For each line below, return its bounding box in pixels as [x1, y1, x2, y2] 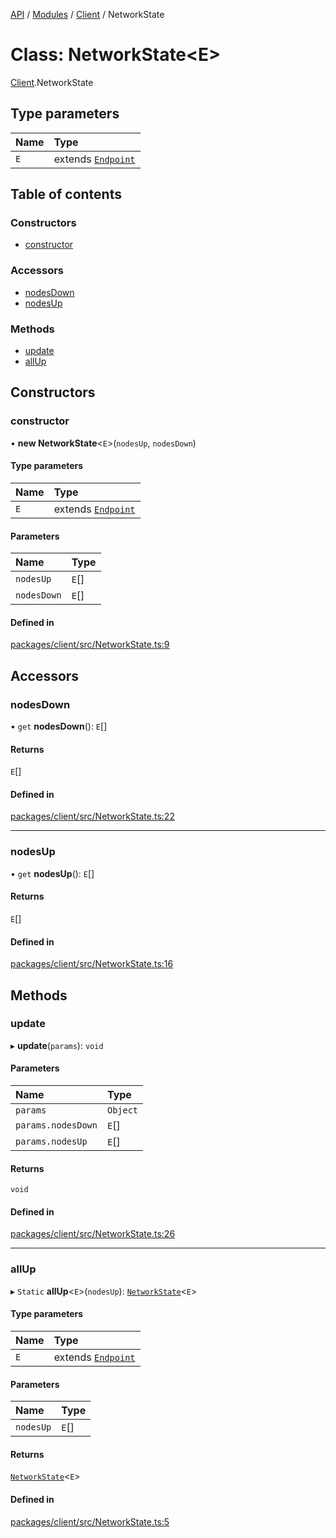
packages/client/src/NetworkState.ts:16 [10, 958, 174, 970]
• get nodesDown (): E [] [10, 720, 108, 733]
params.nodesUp [15, 1136, 88, 1148]
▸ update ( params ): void [10, 1039, 104, 1051]
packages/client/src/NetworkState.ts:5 [10, 1515, 170, 1528]
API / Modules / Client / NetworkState [10, 9, 165, 20]
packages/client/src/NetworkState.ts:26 [10, 1228, 176, 1240]
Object [106, 1105, 139, 1116]
